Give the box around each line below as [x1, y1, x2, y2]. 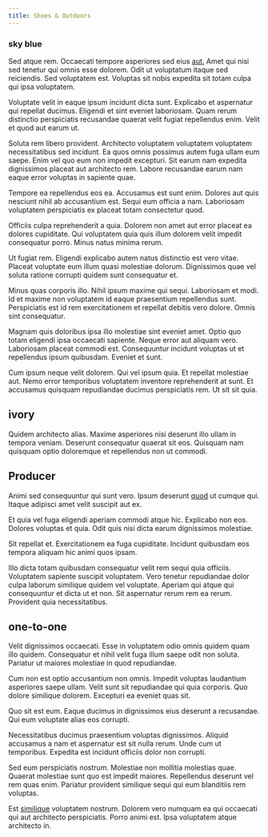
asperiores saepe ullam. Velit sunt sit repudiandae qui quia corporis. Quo [8, 682, 248, 692]
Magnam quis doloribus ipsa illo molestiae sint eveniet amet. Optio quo [8, 326, 242, 336]
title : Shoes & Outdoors [8, 11, 91, 20]
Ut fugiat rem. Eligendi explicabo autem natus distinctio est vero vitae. [8, 253, 239, 263]
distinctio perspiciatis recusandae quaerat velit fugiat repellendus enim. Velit [8, 114, 260, 124]
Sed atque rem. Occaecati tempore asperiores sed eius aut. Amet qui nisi [8, 56, 250, 66]
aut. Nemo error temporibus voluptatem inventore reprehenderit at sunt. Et [8, 376, 254, 385]
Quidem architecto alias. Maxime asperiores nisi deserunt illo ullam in [8, 429, 237, 439]
